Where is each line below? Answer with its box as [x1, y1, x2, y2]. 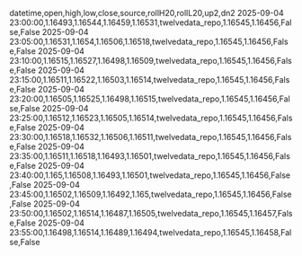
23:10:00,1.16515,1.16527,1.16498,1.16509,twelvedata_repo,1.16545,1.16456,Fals [9, 56, 292, 66]
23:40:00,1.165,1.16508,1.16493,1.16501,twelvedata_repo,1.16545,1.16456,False [9, 170, 291, 181]
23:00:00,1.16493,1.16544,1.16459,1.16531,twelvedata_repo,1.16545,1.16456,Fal [9, 17, 292, 28]
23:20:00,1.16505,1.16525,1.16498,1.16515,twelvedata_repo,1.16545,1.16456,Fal [9, 93, 290, 104]
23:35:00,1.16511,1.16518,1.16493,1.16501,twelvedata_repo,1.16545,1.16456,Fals [9, 151, 290, 161]
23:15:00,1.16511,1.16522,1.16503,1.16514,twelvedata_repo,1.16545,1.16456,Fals [9, 75, 290, 84]
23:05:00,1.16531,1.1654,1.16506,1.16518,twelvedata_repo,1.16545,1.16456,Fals [9, 36, 289, 47]
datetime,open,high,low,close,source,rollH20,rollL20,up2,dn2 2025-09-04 [9, 8, 285, 18]
